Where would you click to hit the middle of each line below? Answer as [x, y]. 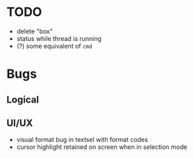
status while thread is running [59, 38]
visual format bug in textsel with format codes [82, 140]
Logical [23, 99]
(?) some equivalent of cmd [54, 46]
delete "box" [34, 31]
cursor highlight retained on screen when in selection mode [102, 147]
